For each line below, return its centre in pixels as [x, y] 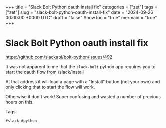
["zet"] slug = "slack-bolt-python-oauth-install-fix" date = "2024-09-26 [79, 12]
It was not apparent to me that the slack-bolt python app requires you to [80, 66]
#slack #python [21, 121]
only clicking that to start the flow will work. [50, 87]
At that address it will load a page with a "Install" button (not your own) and [83, 81]
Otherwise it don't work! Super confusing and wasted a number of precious [83, 96]
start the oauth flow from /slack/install [45, 72]
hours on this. [19, 102]
